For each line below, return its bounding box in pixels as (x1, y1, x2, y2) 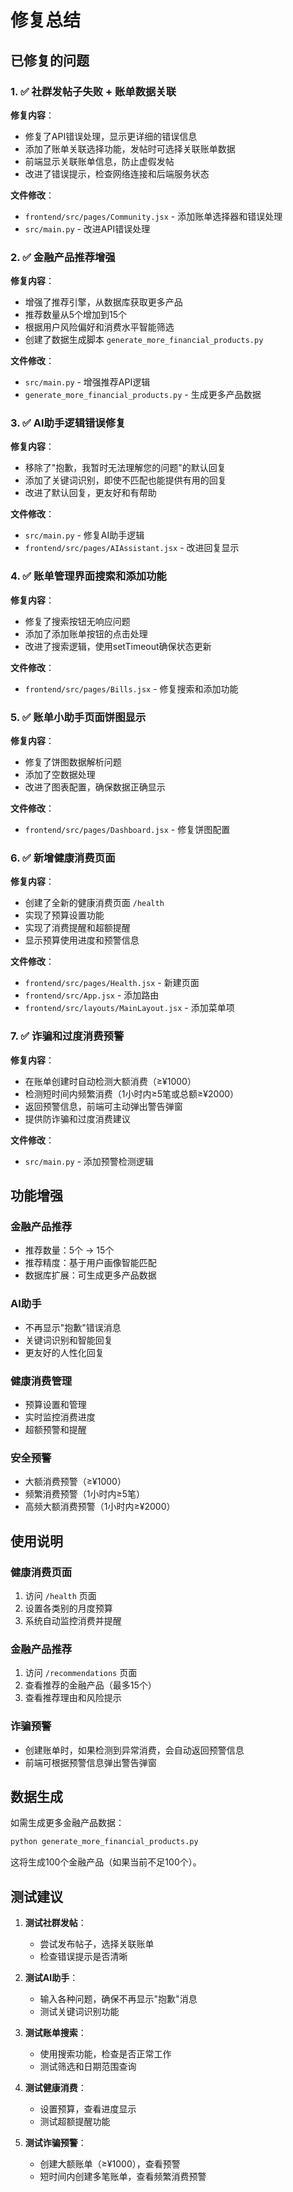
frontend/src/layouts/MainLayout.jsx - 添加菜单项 (24, 1002, 235, 1014)
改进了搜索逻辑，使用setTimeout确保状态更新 (24, 640, 212, 652)
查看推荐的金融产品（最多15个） (24, 1679, 157, 1691)
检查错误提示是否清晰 (39, 1951, 128, 1963)
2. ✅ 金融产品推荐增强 (10, 250, 116, 264)
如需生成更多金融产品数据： (10, 1817, 125, 1829)
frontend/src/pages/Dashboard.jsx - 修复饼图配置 (24, 824, 231, 836)
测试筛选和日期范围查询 (39, 2061, 137, 2073)
